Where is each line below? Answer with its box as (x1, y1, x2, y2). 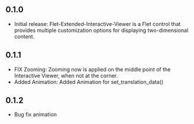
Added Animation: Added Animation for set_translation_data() (14, 78, 164, 85)
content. (14, 32, 35, 40)
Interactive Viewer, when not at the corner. (14, 72, 118, 79)
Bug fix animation (14, 111, 57, 118)
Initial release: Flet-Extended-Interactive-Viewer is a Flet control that (14, 20, 181, 27)
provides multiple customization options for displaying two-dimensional (14, 27, 189, 34)
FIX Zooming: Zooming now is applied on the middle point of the (14, 66, 171, 73)
